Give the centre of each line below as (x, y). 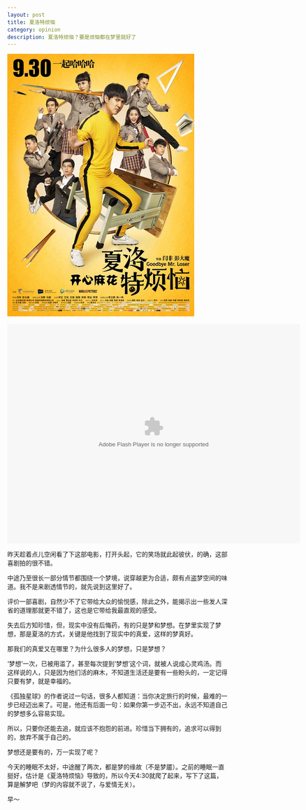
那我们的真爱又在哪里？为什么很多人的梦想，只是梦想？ (87, 649)
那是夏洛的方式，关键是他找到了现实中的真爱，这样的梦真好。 (108, 634)
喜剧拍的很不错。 (32, 563)
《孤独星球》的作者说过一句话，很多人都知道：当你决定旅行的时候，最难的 (114, 696)
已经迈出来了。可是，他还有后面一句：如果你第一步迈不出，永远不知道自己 (120, 705)
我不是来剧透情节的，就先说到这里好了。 (78, 587)
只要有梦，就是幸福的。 (41, 681)
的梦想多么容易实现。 (38, 713)
